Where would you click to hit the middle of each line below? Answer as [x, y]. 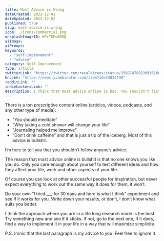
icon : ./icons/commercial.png [36, 32]
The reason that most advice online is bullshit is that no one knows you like [80, 160]
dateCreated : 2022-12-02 [30, 14]
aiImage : [14, 41]
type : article [20, 69]
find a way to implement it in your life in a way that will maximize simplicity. [80, 224]
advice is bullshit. [30, 141]
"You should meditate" [35, 120]
